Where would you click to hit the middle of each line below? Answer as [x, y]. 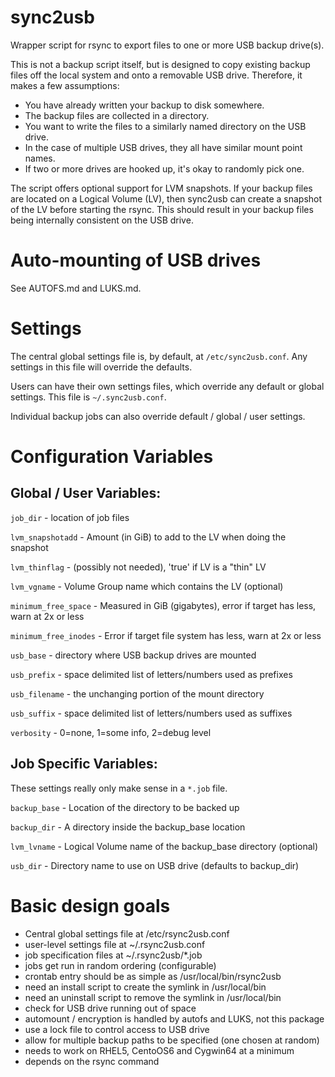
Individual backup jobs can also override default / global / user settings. [158, 416]
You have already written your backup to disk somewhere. [144, 105]
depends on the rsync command [92, 1061]
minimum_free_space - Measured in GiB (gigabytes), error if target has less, [163, 605]
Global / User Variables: [86, 493]
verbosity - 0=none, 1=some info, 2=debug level [111, 732]
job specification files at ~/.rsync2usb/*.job [113, 955]
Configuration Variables [112, 457]
